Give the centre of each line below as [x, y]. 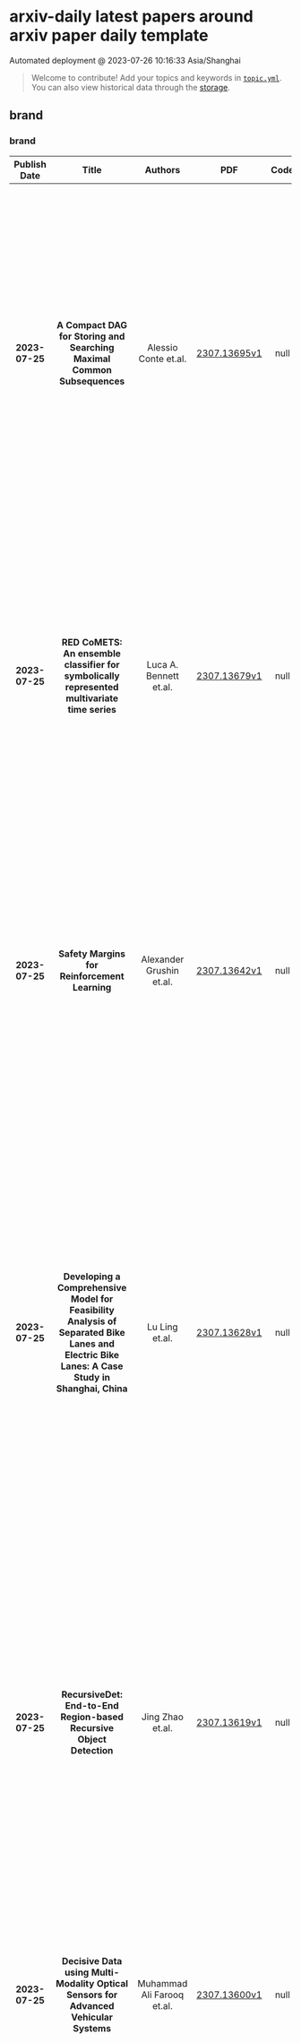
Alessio [163, 347]
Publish [30, 164]
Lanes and [92, 1344]
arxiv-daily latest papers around [131, 17]
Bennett [163, 676]
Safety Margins [92, 954]
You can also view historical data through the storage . [130, 87]
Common [92, 369]
